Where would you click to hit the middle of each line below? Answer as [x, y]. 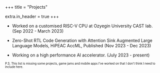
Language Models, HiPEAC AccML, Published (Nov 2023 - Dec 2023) [81, 46]
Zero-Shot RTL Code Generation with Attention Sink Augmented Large [82, 40]
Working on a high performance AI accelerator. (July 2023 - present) [81, 55]
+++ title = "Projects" [26, 7]
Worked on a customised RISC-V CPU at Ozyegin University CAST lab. [82, 26]
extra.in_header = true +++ [32, 16]
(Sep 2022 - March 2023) [38, 31]
